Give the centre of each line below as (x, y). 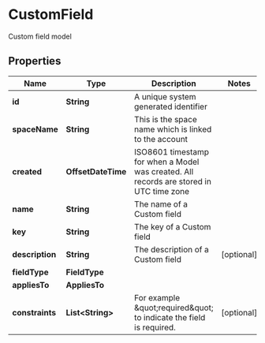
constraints (34, 312)
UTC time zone (162, 191)
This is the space (165, 119)
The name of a (160, 204)
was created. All (164, 171)
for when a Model (166, 162)
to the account (160, 139)
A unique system (165, 96)
